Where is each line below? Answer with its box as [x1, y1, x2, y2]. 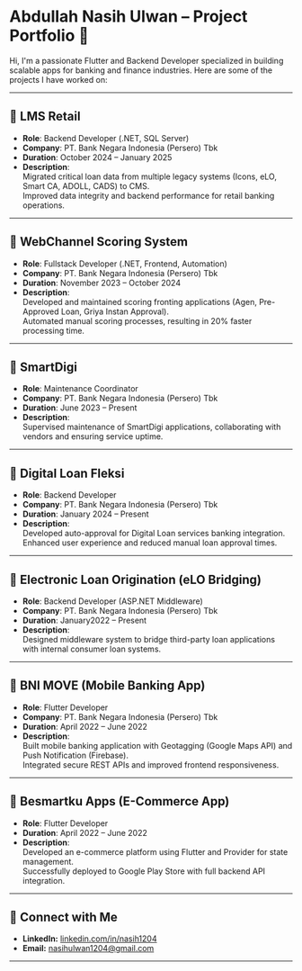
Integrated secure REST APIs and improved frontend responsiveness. [22, 759, 280, 770]
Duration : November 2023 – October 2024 [22, 277, 182, 288]
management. [22, 856, 75, 867]
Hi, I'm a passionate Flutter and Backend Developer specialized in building [9, 55, 284, 66]
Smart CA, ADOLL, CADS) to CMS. [22, 180, 150, 191]
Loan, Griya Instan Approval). [61, 306, 169, 317]
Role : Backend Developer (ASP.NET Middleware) [22, 596, 204, 607]
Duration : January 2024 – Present [22, 508, 150, 519]
